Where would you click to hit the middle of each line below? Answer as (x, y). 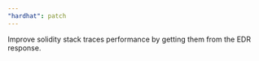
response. (24, 48)
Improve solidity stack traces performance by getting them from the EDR (129, 39)
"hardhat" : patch (37, 16)
